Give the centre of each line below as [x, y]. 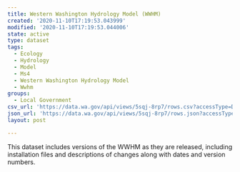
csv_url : [20, 107]
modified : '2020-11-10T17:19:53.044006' [69, 27]
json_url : [22, 113]
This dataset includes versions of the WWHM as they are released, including [120, 146]
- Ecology [28, 54]
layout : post [27, 120]
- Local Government [43, 101]
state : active [29, 34]
